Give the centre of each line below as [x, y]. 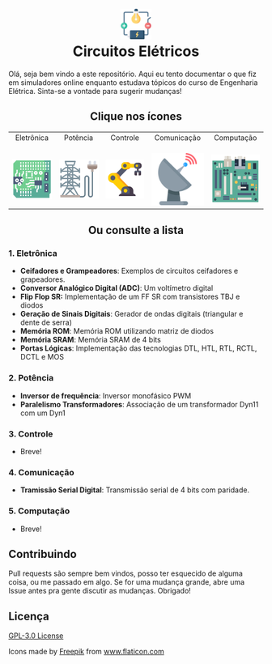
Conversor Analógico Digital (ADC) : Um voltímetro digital [117, 288]
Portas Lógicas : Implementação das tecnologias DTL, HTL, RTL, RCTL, [138, 348]
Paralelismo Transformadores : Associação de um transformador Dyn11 [139, 404]
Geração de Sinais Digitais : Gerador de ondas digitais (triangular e [132, 314]
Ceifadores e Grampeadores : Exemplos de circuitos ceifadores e [129, 271]
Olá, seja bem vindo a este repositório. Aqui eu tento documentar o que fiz [132, 74]
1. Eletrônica [33, 253]
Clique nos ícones [136, 117]
